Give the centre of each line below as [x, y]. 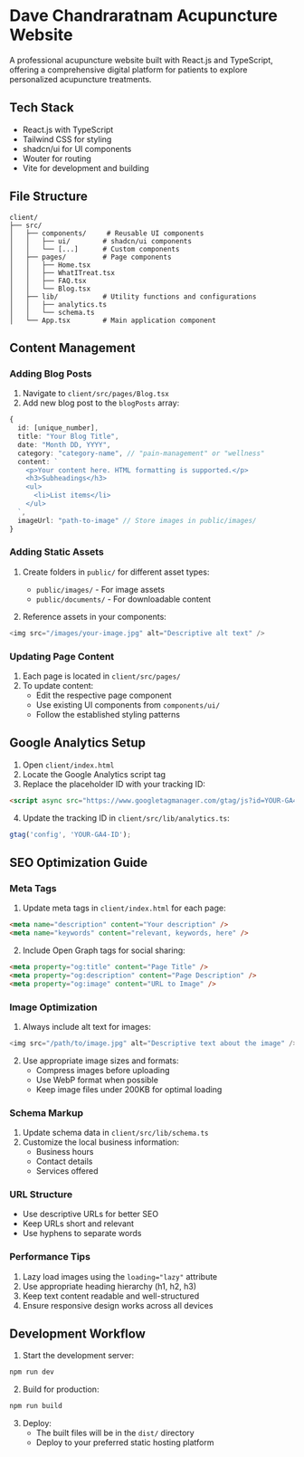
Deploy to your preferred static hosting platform [125, 1443]
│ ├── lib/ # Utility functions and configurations [133, 296]
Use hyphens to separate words [82, 1233]
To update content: [58, 685]
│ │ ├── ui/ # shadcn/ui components [101, 241]
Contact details [64, 1162]
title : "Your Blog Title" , [68, 436]
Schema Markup [47, 1112]
